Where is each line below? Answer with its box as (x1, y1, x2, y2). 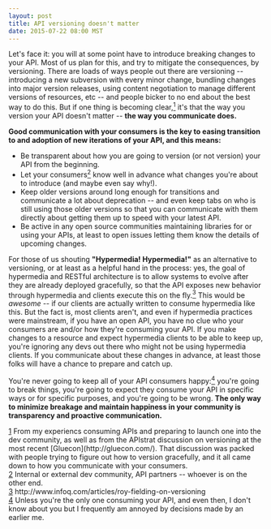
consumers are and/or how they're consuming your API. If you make (8, 325, 237, 334)
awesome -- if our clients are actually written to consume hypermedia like (8, 299, 256, 308)
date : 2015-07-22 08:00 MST (8, 27, 104, 35)
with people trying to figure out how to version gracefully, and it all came (8, 452, 252, 462)
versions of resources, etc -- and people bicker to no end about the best (8, 92, 251, 102)
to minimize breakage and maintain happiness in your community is (8, 402, 242, 411)
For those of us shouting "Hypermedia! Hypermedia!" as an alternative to (8, 254, 257, 264)
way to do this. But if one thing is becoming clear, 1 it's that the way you (8, 101, 246, 112)
